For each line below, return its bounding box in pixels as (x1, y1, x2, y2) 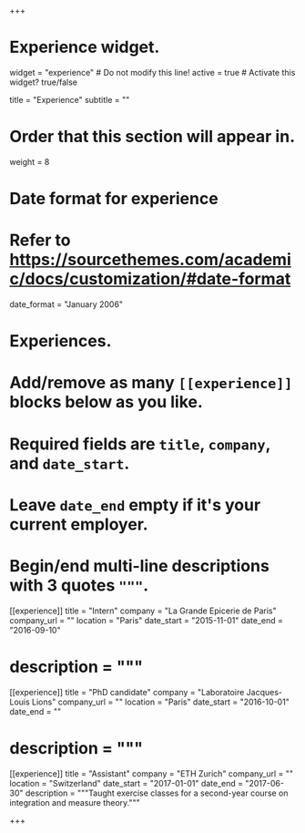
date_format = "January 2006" (9, 299, 124, 310)
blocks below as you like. (9, 392, 203, 413)
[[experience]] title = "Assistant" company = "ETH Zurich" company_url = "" (9, 767, 294, 779)
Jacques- (246, 686, 282, 697)
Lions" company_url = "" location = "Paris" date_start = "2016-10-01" (31, 696, 290, 707)
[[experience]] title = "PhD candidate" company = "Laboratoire (9, 686, 245, 697)
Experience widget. (9, 37, 160, 57)
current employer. (9, 514, 148, 534)
